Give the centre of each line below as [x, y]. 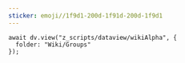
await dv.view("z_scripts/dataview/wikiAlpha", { [93, 37]
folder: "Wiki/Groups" [53, 45]
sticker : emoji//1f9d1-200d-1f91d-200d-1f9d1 [85, 16]
